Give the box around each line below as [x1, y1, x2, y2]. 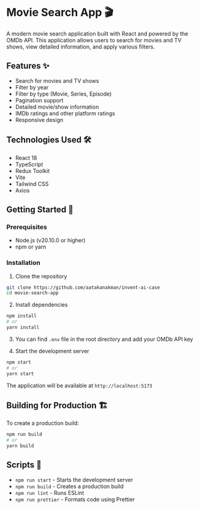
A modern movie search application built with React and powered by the [6, 29, 189, 37]
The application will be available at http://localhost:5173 [6, 381, 152, 389]
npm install [6, 313, 37, 320]
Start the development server [15, 347, 90, 354]
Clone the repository [15, 272, 67, 280]
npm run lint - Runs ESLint [15, 489, 84, 496]
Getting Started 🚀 [6, 204, 74, 215]
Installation [6, 259, 41, 267]
